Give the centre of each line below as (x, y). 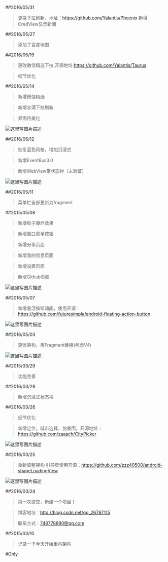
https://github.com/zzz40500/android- (122, 465)
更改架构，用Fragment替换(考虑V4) (55, 345)
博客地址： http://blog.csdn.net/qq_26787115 (64, 512)
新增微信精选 (31, 97)
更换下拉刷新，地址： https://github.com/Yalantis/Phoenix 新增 (83, 18)
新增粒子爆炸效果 (36, 223)
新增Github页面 (33, 277)
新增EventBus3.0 (35, 160)
